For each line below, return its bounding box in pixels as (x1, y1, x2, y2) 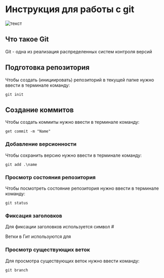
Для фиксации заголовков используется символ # (5, 224, 114, 230)
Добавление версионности (5, 141, 77, 148)
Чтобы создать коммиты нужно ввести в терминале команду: (5, 119, 140, 125)
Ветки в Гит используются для (5, 233, 71, 239)
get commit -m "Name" (5, 129, 51, 134)
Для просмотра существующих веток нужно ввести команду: (5, 258, 140, 264)
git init (5, 92, 24, 97)
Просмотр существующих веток (5, 246, 90, 253)
